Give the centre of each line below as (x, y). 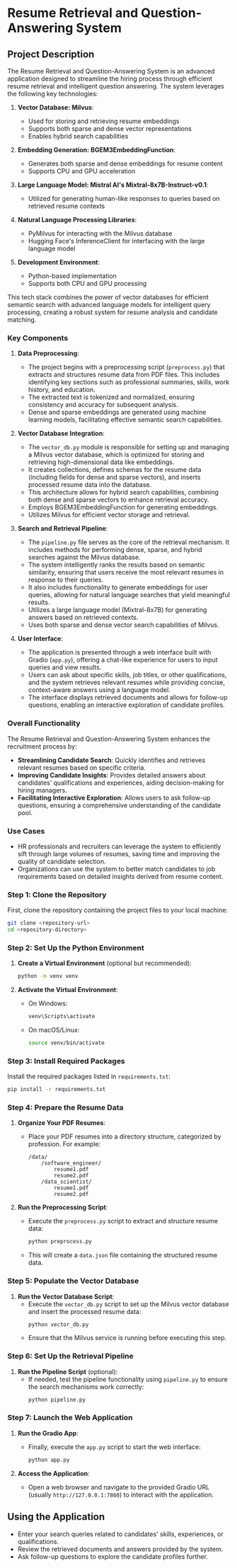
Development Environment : (59, 262)
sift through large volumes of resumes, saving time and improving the (119, 853)
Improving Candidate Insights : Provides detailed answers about (111, 775)
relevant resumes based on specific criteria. (82, 767)
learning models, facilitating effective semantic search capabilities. (125, 420)
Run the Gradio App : (48, 1433)
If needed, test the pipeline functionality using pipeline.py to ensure (128, 1379)
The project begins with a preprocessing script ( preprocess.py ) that (126, 367)
